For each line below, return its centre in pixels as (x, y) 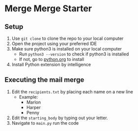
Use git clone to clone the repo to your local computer (68, 38)
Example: (28, 97)
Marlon (34, 102)
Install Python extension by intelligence (51, 65)
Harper (34, 107)
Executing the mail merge (44, 80)
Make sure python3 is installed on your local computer (67, 49)
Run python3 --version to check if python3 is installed (74, 54)
